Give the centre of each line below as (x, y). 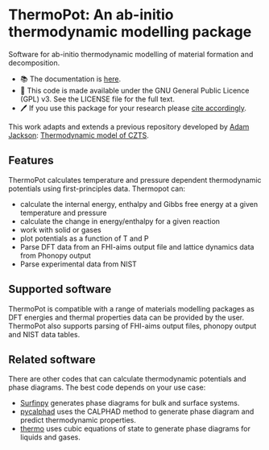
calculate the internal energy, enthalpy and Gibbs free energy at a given (139, 204)
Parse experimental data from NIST (78, 264)
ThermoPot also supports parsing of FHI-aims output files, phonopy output (132, 326)
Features (31, 161)
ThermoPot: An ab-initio (91, 15)
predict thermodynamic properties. (78, 420)
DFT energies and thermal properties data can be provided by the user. (126, 317)
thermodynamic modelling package (130, 32)
